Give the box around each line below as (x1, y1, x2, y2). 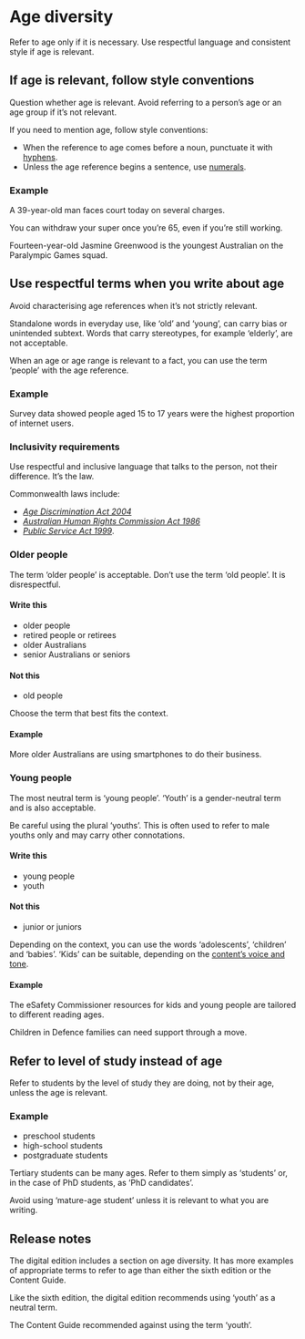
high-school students (22, 1140, 103, 1151)
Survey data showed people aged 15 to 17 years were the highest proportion (9, 408, 295, 419)
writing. (9, 1205, 38, 1216)
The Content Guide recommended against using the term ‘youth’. (9, 1320, 253, 1331)
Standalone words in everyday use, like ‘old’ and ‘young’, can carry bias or (9, 317, 288, 329)
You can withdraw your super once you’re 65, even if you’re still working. (9, 222, 283, 233)
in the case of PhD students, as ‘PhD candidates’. (9, 1178, 194, 1189)
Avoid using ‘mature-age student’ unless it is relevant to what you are (9, 1195, 269, 1206)
